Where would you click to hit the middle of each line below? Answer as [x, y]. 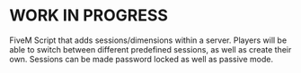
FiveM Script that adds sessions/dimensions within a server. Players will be [148, 40]
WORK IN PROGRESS [89, 16]
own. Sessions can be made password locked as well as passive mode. [142, 59]
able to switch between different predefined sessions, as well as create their [150, 49]
